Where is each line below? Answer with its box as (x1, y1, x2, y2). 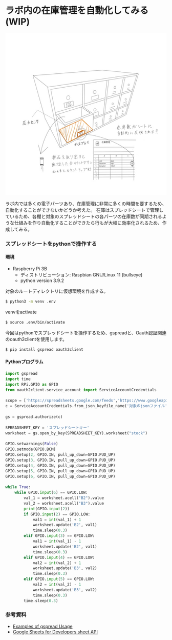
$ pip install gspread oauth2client (5, 347, 83, 352)
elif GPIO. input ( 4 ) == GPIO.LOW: (24, 555, 95, 560)
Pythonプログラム (5, 358, 44, 365)
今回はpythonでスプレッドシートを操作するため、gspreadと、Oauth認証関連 (5, 329, 167, 336)
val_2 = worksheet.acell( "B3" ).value (24, 501, 104, 506)
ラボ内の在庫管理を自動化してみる (5, 5, 149, 16)
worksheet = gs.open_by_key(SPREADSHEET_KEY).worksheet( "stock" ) (5, 430, 147, 436)
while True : (5, 485, 31, 490)
